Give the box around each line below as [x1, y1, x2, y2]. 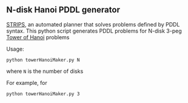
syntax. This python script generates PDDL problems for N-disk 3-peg [6, 27, 182, 34]
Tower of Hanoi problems [6, 33, 70, 41]
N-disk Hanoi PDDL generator [6, 5, 120, 15]
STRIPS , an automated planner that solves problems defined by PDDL [6, 20, 180, 28]
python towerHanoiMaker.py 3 [6, 90, 80, 97]
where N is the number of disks [6, 67, 84, 75]
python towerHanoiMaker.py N [6, 57, 80, 63]
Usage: [6, 45, 24, 52]
